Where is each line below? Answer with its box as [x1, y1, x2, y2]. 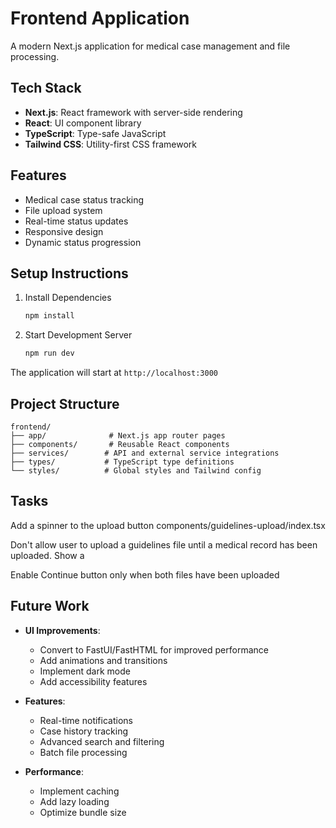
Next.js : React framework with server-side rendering [24, 106, 243, 118]
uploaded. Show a [10, 549, 85, 561]
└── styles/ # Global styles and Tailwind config [10, 465, 262, 476]
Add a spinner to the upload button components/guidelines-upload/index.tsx [10, 519, 326, 531]
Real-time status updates [24, 215, 129, 227]
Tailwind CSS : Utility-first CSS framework [24, 138, 197, 150]
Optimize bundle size [39, 806, 127, 818]
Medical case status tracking [24, 193, 145, 206]
